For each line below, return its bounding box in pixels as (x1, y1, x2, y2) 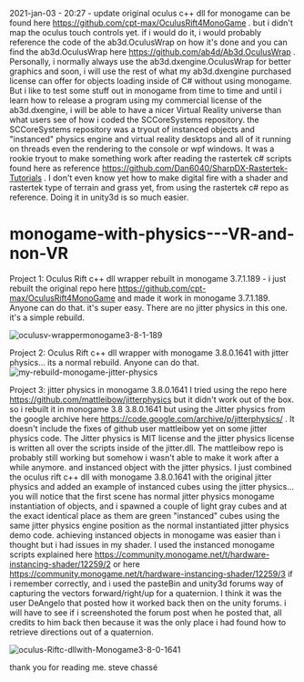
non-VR (9, 243, 69, 263)
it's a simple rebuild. (9, 312, 85, 323)
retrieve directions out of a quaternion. (9, 626, 154, 637)
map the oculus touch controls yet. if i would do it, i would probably (9, 27, 262, 37)
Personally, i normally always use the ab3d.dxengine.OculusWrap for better (9, 57, 291, 67)
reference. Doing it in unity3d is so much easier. (9, 191, 189, 202)
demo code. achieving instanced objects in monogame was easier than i (9, 529, 280, 541)
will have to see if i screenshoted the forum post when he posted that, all (9, 606, 282, 618)
